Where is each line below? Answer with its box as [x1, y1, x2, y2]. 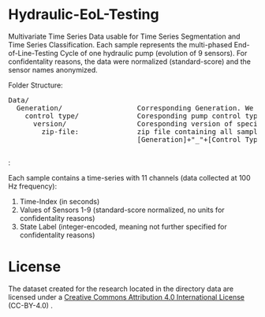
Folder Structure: [8, 80, 63, 90]
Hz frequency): [8, 181, 58, 191]
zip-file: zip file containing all [41, 127, 233, 136]
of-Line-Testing [8, 48, 59, 58]
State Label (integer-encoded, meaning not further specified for [19, 222, 227, 231]
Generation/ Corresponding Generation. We [16, 103, 254, 112]
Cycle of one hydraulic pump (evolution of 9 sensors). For [60, 48, 248, 58]
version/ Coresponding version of [32, 119, 233, 128]
